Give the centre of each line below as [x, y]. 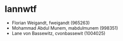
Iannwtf [21, 9]
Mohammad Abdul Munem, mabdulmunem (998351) [65, 28]
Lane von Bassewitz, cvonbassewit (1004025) [59, 33]
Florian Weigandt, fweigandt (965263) [51, 23]
